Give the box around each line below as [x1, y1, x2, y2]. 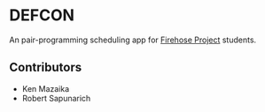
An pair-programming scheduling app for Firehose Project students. [9, 34, 257, 45]
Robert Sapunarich [21, 93, 91, 103]
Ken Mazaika [21, 83, 70, 93]
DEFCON [9, 5, 75, 26]
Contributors [9, 60, 82, 75]
